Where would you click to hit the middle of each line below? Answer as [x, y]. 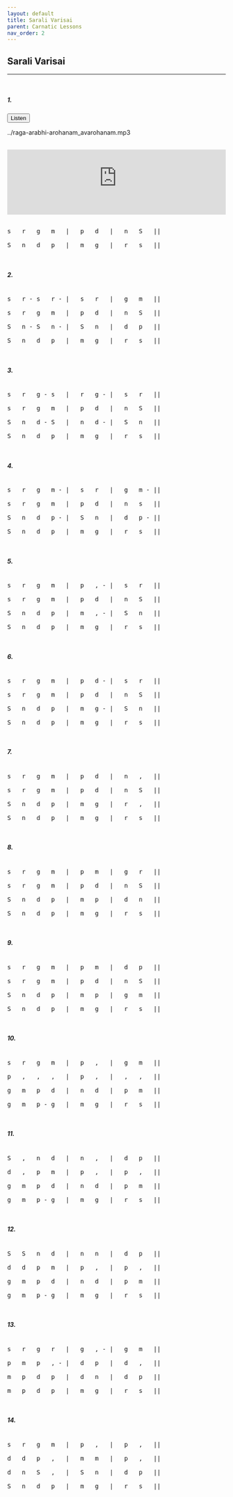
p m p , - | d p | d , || [84, 1363]
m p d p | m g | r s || [84, 1390]
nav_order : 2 [26, 33]
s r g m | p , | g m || [84, 1062]
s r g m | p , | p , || [84, 1444]
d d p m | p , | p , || [84, 1267]
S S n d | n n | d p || [84, 1253]
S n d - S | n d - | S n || [84, 422]
